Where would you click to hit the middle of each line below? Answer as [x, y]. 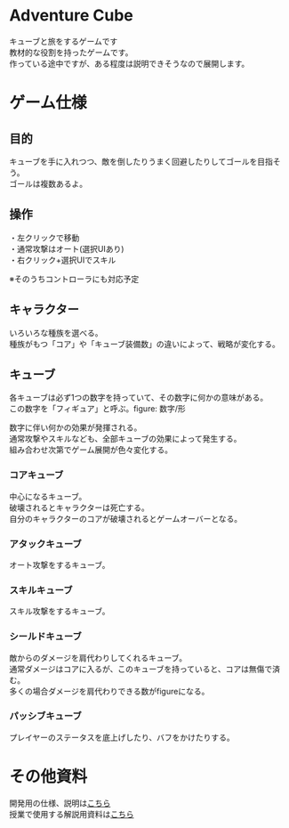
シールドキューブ [45, 637]
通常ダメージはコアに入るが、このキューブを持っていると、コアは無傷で [141, 669]
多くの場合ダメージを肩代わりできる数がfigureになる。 [109, 691]
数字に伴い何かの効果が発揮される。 [76, 427]
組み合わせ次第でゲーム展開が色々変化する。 [91, 450]
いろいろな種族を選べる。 [56, 333]
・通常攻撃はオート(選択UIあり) [67, 248]
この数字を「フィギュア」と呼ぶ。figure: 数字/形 [98, 409]
